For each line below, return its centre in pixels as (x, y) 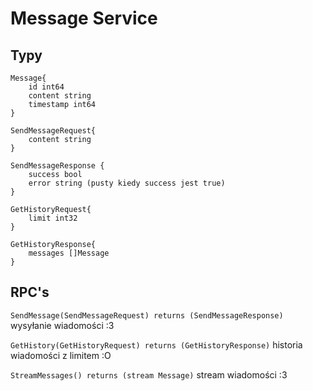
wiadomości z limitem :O (61, 355)
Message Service (84, 18)
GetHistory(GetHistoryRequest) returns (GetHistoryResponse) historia (156, 344)
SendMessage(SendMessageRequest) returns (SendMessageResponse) (147, 315)
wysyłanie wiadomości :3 (62, 325)
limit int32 (53, 218)
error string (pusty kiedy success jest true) (127, 183)
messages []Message (69, 253)
